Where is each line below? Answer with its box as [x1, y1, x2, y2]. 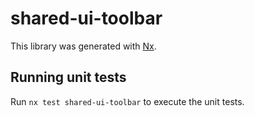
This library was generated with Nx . [10, 40, 157, 52]
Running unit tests [10, 69, 127, 86]
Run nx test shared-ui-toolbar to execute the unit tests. [10, 95, 245, 107]
